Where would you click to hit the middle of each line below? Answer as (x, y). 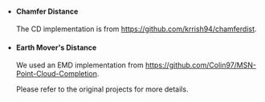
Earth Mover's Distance (56, 47)
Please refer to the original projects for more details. (102, 89)
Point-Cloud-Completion (57, 74)
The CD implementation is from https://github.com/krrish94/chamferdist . (136, 29)
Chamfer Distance (47, 11)
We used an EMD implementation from (79, 65)
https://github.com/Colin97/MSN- (201, 65)
